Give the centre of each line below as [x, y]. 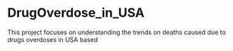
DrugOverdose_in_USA [76, 13]
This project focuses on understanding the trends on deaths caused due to [117, 32]
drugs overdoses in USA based [53, 39]
